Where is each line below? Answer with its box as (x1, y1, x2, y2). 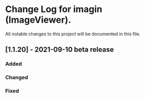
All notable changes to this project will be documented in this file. (5, 31, 141, 37)
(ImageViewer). (5, 14, 71, 26)
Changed (5, 74, 29, 81)
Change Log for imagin (5, 4, 103, 15)
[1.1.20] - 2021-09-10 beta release (5, 45, 114, 54)
